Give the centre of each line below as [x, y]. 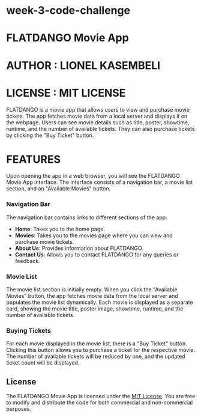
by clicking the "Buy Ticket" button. [50, 135]
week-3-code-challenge [68, 11]
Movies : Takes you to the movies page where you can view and [94, 235]
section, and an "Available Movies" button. [58, 189]
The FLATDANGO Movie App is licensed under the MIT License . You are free [101, 396]
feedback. [27, 261]
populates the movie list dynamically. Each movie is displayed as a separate [100, 302]
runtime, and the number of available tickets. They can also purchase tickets [100, 129]
